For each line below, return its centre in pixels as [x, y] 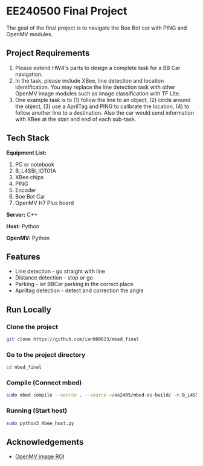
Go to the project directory [46, 354]
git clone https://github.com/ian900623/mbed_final [72, 339]
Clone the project [32, 327]
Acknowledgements [45, 442]
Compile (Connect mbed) [44, 383]
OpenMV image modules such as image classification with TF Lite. [98, 93]
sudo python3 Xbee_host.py [40, 423]
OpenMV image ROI [40, 456]
